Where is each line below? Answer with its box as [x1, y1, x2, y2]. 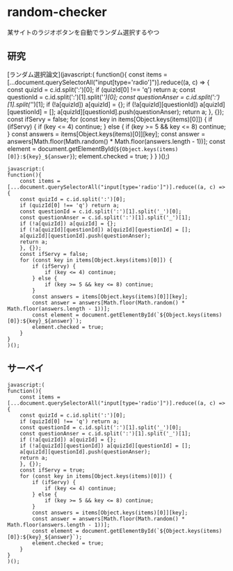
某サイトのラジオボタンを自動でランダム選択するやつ [7, 28, 160, 36]
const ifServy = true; [19, 467, 86, 474]
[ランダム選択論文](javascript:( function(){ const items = [7, 70, 168, 79]
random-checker [7, 4, 107, 20]
